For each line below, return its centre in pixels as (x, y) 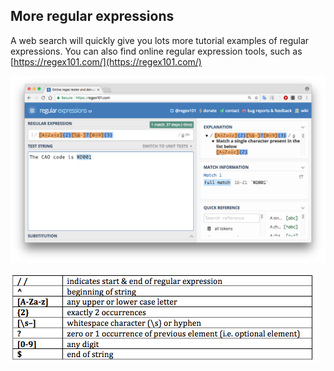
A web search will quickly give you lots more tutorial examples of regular (160, 40)
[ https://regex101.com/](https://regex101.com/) (106, 61)
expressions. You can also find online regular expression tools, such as (156, 51)
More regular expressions (92, 16)
